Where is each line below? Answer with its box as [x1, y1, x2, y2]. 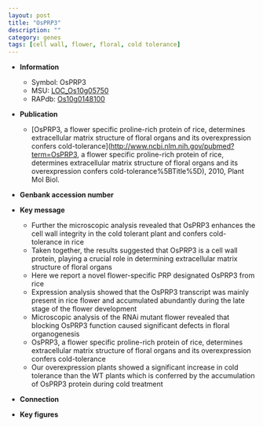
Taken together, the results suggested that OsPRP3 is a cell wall [31, 245, 238, 256]
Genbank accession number [19, 190, 114, 200]
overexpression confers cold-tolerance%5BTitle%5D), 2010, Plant [31, 167, 245, 176]
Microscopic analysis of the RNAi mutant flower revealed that [31, 312, 230, 322]
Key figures [19, 410, 59, 419]
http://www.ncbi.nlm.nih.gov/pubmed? [110, 142, 235, 151]
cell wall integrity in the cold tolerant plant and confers [31, 229, 208, 238]
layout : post [8, 11, 51, 20]
